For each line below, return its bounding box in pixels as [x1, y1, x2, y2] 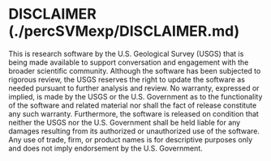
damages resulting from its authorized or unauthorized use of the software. [8, 126, 260, 136]
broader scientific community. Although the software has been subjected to [8, 66, 261, 75]
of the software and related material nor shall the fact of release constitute [8, 100, 257, 110]
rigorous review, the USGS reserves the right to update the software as [8, 74, 246, 84]
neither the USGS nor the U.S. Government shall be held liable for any [8, 117, 241, 127]
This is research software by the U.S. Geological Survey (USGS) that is [8, 49, 244, 58]
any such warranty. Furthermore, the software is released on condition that [8, 108, 260, 118]
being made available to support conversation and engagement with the [8, 57, 249, 67]
